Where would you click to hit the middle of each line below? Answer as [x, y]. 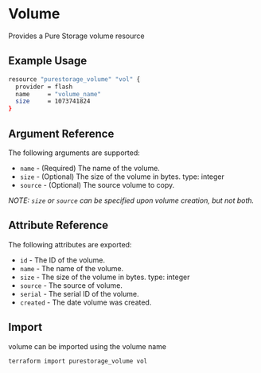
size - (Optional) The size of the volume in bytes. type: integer [122, 177]
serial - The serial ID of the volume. [79, 293]
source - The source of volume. [71, 285]
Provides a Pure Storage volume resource [76, 36]
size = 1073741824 [53, 101]
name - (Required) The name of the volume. [90, 168]
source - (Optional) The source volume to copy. [97, 185]
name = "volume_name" [58, 94]
